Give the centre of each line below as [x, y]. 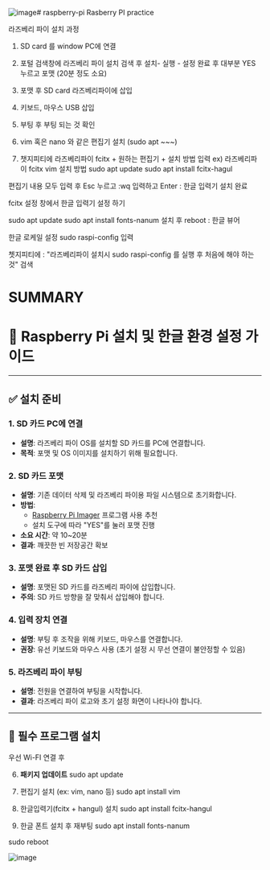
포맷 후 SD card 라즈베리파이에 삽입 [76, 90]
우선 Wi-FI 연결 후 [37, 757]
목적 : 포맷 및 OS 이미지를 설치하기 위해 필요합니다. [99, 453]
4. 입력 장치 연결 [38, 620]
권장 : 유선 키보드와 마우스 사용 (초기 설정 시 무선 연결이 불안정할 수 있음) [133, 649]
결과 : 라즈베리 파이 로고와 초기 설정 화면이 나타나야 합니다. [111, 701]
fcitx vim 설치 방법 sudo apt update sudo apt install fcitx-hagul [131, 169]
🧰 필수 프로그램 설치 [55, 736]
